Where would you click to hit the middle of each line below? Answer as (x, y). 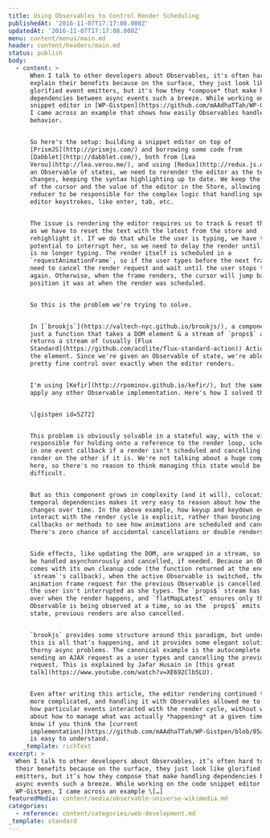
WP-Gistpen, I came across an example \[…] (89, 791)
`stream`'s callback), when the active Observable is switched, (139, 576)
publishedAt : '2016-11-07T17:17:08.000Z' (79, 23)
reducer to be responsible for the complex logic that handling (139, 195)
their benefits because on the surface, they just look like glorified (138, 769)
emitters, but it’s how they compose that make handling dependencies (136, 776)
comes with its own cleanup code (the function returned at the (139, 569)
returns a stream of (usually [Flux (91, 341)
